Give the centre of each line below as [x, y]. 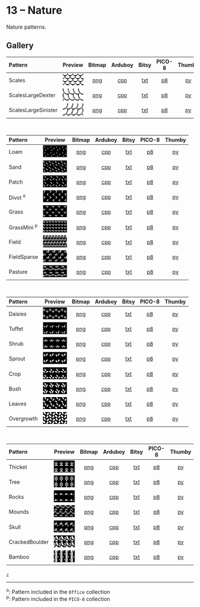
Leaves [18, 404]
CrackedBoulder [29, 542]
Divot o [17, 197]
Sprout [17, 359]
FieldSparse [24, 257]
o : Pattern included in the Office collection [58, 591]
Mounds [19, 512]
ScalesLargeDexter [32, 95]
